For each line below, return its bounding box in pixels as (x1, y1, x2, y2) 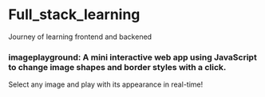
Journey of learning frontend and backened (8, 32, 152, 41)
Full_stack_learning (8, 6, 140, 24)
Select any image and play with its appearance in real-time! (8, 80, 204, 89)
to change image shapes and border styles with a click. (8, 61, 227, 72)
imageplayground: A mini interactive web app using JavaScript (8, 52, 257, 63)
